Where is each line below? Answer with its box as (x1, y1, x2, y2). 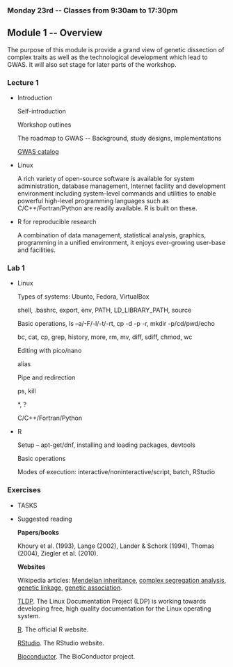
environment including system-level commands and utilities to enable (17, 189, 216, 198)
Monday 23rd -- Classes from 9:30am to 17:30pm (7, 6, 178, 15)
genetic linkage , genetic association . (17, 583, 123, 592)
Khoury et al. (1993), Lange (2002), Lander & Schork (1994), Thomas (17, 542, 215, 550)
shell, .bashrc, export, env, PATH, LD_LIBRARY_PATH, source (17, 306, 192, 315)
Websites (17, 563, 46, 571)
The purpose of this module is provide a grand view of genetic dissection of (7, 45, 225, 54)
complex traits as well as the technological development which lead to (7, 53, 209, 61)
